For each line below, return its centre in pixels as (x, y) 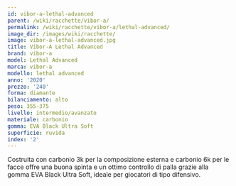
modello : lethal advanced (45, 73)
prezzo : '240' (28, 87)
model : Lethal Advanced (43, 60)
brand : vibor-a (30, 54)
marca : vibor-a (30, 67)
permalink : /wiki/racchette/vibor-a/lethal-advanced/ (89, 27)
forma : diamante (31, 93)
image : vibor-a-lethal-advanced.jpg (61, 40)
